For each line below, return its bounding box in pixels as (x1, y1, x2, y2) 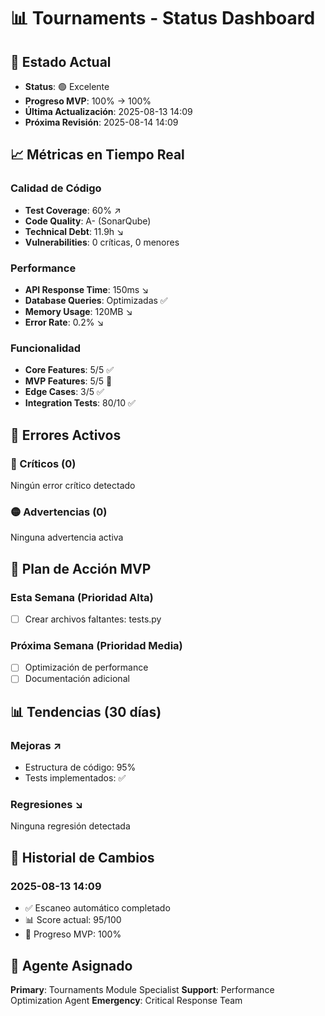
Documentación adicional (24, 673, 130, 685)
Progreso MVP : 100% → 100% (24, 95, 152, 107)
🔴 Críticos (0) (10, 456, 77, 470)
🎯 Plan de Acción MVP (10, 560, 152, 577)
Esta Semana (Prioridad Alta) (10, 590, 154, 604)
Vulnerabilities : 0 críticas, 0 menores (24, 236, 180, 248)
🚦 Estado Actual (10, 53, 112, 70)
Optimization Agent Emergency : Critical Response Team (10, 994, 243, 1006)
